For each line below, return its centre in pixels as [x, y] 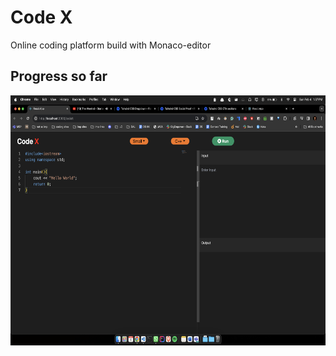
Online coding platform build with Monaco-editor [111, 45]
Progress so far [59, 76]
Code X [41, 17]
